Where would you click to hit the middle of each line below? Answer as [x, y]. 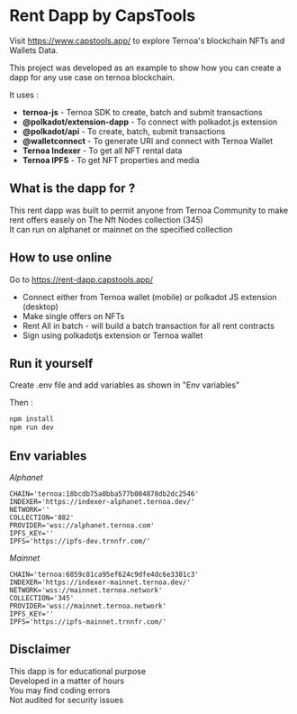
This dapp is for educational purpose [78, 671]
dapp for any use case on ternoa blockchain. [92, 77]
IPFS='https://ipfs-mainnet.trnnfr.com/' [88, 622]
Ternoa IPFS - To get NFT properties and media [111, 160]
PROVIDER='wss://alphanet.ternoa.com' [82, 525]
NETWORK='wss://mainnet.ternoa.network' [86, 590]
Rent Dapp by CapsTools [103, 16]
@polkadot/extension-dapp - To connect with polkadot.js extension [150, 122]
